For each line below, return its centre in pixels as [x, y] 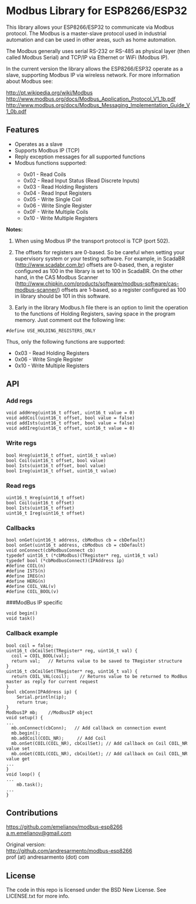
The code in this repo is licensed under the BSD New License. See [86, 890]
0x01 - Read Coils [45, 174]
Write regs [21, 443]
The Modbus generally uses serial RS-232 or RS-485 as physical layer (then [98, 51]
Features [23, 130]
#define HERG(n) [26, 581]
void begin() [22, 613]
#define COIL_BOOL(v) [33, 592]
